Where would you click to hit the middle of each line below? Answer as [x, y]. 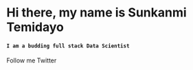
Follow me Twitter [32, 60]
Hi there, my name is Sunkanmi [96, 13]
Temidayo [35, 27]
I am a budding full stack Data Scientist [68, 46]
